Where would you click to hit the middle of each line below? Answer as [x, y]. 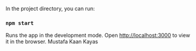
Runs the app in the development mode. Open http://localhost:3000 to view [98, 36]
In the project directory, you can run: [50, 9]
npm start [20, 23]
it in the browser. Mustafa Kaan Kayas [52, 42]
